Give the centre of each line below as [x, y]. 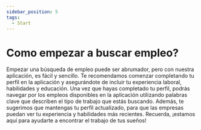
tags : [13, 17]
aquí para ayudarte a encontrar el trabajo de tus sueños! [77, 120]
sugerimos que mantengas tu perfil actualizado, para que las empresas [95, 108]
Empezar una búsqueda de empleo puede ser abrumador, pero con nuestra [100, 69]
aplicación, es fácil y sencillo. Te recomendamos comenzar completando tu [100, 76]
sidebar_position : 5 [32, 12]
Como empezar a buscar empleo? [93, 53]
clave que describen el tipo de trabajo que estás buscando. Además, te [95, 101]
